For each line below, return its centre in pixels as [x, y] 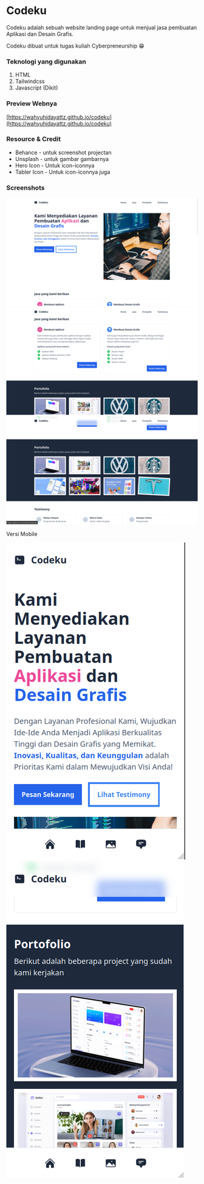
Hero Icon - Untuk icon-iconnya [55, 165]
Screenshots [25, 188]
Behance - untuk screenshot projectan [63, 152]
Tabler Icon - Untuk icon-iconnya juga [63, 172]
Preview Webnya [32, 104]
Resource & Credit [33, 139]
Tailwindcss [30, 81]
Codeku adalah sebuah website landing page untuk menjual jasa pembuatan [102, 27]
